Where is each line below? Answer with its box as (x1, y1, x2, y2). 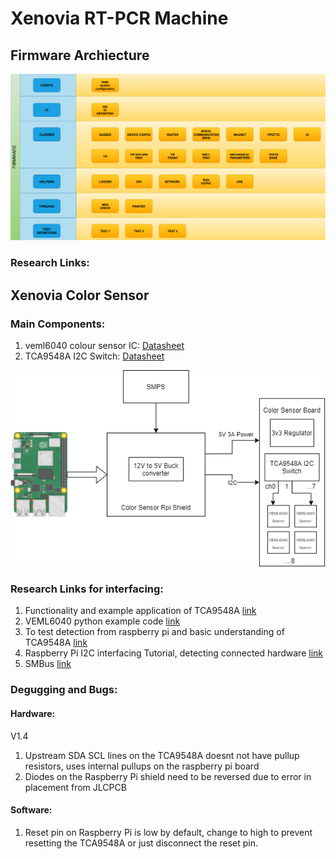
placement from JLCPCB (24, 781, 127, 793)
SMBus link (24, 658, 72, 670)
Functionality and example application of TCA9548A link (24, 605, 257, 617)
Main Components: (10, 317, 106, 331)
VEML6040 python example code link (24, 615, 181, 627)
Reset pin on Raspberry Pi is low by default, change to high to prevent (24, 826, 313, 838)
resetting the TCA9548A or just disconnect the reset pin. (24, 837, 259, 849)
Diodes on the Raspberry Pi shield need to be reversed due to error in (24, 770, 312, 782)
